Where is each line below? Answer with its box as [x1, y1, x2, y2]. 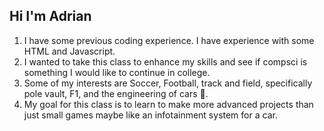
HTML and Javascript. [23, 45, 116, 57]
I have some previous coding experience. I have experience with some [23, 34, 315, 46]
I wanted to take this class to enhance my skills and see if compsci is [23, 55, 308, 68]
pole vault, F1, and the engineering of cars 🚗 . [23, 87, 209, 99]
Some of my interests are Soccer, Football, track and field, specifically [23, 77, 313, 89]
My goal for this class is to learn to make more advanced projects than [23, 98, 314, 110]
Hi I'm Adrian [9, 8, 92, 25]
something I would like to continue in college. [23, 66, 211, 78]
